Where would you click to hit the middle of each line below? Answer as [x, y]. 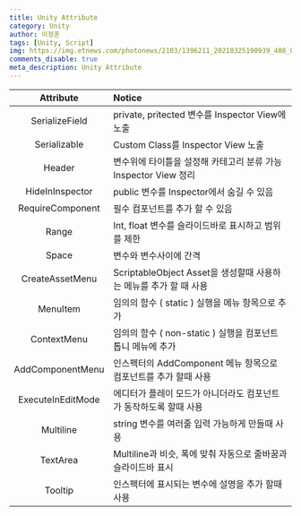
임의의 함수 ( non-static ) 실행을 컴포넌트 [196, 332]
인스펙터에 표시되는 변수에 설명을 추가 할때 [198, 484]
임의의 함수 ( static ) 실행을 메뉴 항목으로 [194, 303]
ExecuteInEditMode [59, 400]
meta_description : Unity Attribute [76, 68]
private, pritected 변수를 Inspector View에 [200, 115]
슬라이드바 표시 [143, 467]
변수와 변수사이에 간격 [157, 255]
